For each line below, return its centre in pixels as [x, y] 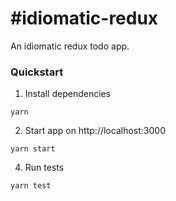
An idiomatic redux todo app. [70, 46]
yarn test [31, 186]
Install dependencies [68, 94]
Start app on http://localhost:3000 [95, 131]
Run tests [44, 168]
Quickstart [37, 72]
